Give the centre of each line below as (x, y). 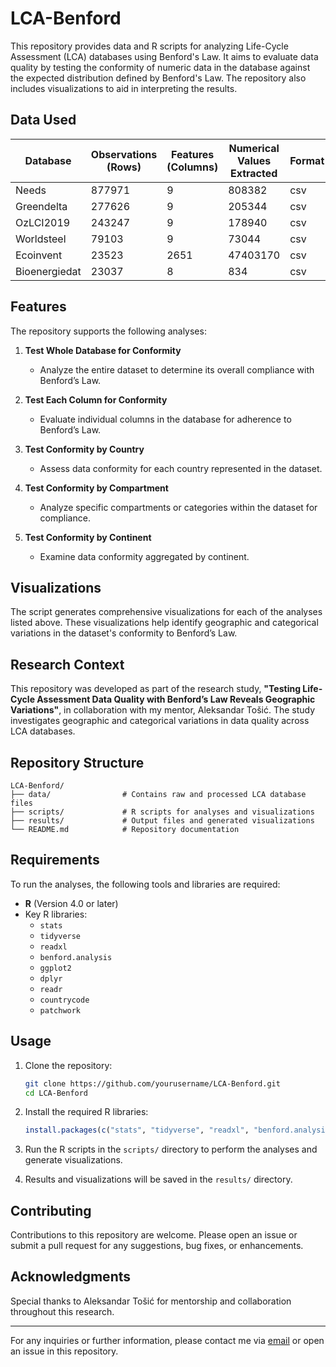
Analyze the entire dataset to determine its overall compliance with (177, 369)
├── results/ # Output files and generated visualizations (162, 821)
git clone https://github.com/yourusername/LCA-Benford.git (152, 1083)
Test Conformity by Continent (88, 537)
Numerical (254, 148)
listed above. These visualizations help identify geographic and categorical (164, 623)
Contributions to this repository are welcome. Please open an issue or (154, 1235)
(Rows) (124, 167)
